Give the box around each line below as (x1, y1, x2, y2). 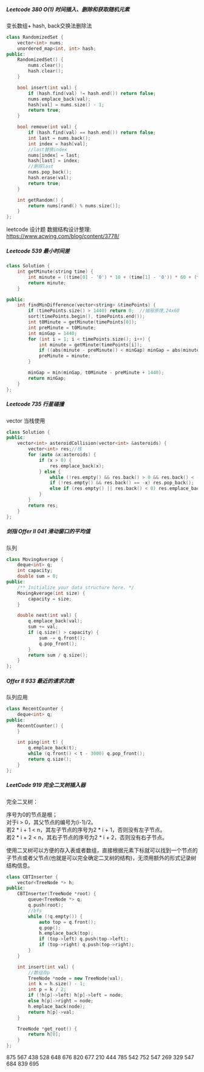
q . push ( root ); (28, 902, 64, 909)
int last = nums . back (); (28, 135, 91, 141)
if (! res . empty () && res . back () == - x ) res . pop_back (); (49, 480, 194, 486)
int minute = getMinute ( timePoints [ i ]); (38, 342, 143, 348)
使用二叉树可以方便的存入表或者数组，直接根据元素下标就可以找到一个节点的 (6, 847, 198, 854)
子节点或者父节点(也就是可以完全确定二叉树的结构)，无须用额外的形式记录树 (6, 854, 197, 861)
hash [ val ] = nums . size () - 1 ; (28, 101, 104, 108)
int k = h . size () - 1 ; (28, 981, 86, 987)
